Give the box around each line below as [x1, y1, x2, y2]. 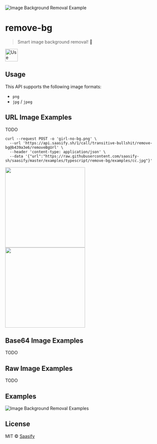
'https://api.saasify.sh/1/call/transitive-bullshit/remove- [23, 140, 153, 145]
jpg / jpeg [12, 98, 32, 105]
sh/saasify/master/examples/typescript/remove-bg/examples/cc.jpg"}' [5, 158, 153, 163]
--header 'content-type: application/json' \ [9, 149, 106, 154]
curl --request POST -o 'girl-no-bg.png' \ [5, 136, 97, 141]
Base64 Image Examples [5, 336, 84, 345]
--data [9, 153, 23, 159]
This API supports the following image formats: [5, 83, 102, 90]
